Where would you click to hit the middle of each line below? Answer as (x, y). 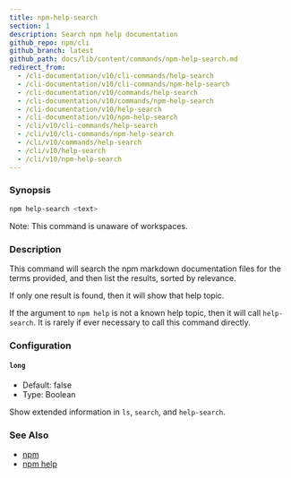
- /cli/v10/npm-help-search (70, 159)
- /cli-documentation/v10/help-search (90, 109)
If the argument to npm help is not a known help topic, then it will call (135, 312)
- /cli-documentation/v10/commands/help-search (108, 92)
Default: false (47, 385)
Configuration (40, 346)
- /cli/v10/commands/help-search (80, 142)
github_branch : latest (51, 51)
